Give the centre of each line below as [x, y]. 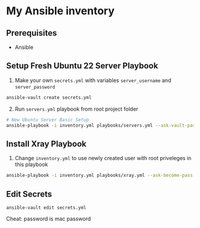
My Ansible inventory [60, 11]
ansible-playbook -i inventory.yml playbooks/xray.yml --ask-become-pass [100, 176]
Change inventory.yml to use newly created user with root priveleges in [103, 158]
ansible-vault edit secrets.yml [46, 207]
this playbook [31, 164]
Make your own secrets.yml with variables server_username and [93, 80]
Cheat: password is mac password [49, 218]
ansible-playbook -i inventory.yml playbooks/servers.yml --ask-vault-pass [102, 125]
